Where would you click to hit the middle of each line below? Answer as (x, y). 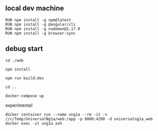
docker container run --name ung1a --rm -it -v (56, 114)
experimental (19, 105)
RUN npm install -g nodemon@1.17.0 (43, 29)
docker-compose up (25, 96)
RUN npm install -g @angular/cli (41, 24)
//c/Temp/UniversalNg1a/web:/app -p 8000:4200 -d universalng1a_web (79, 119)
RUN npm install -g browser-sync (41, 33)
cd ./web (14, 60)
